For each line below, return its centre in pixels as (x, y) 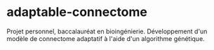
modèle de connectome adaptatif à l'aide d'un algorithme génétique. (106, 38)
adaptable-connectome (77, 12)
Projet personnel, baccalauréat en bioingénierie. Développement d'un (107, 31)
